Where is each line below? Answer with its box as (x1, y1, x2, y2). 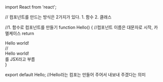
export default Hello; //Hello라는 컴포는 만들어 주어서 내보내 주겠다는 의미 (5, 72, 146, 77)
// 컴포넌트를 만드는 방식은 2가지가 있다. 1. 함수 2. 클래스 (5, 14, 112, 20)
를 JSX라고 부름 (5, 56, 35, 62)
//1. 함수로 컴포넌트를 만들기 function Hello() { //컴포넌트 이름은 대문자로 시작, (5, 24, 153, 30)
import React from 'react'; (5, 4, 57, 10)
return (21, 31, 34, 36)
